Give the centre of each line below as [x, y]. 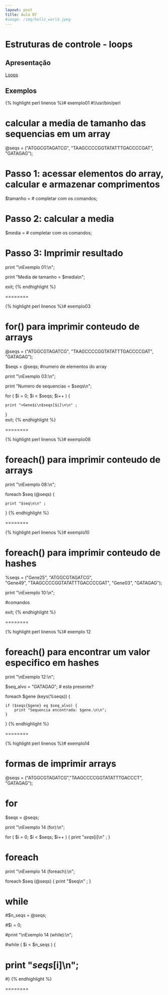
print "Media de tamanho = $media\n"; [45, 277]
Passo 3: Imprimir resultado [64, 253]
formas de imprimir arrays [61, 764]
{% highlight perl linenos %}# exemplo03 [48, 306]
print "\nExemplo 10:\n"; [30, 592]
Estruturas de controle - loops [69, 44]
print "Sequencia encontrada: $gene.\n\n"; [61, 710]
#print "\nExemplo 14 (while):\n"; [39, 935]
